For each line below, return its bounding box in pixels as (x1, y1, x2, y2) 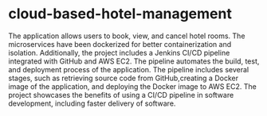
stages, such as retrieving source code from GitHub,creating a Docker (8, 73, 239, 83)
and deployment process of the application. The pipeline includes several (8, 64, 249, 74)
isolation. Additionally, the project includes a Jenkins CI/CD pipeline (8, 48, 230, 57)
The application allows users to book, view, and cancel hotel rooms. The (8, 31, 245, 41)
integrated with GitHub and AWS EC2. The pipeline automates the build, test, (8, 56, 260, 66)
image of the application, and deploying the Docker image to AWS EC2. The (8, 81, 257, 91)
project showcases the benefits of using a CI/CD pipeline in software (8, 90, 234, 99)
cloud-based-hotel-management (8, 5, 233, 23)
